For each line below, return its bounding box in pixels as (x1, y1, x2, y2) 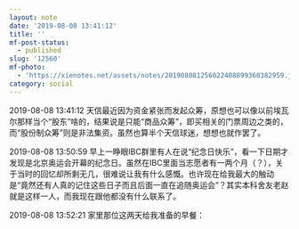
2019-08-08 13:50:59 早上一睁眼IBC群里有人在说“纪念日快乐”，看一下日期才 (9, 146, 289, 157)
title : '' (9, 29, 46, 38)
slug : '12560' (9, 54, 62, 63)
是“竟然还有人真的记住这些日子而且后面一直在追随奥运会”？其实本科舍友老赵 (9, 179, 289, 190)
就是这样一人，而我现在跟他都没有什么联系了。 (9, 191, 181, 201)
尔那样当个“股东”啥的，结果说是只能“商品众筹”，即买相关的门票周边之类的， (9, 116, 288, 127)
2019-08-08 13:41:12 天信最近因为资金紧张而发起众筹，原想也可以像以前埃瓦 (9, 104, 289, 116)
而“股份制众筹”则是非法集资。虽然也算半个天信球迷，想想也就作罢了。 (9, 127, 266, 138)
